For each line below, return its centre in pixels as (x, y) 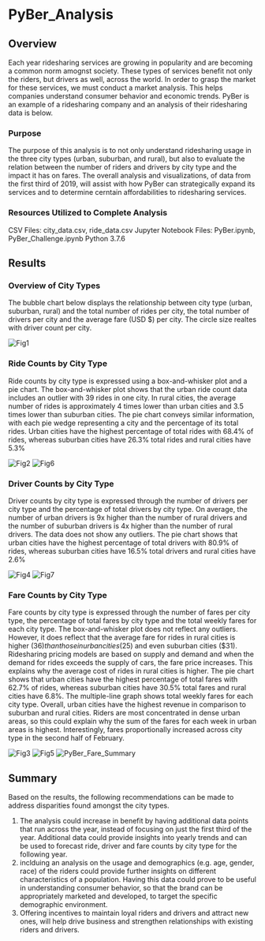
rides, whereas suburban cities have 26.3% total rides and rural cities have (130, 439)
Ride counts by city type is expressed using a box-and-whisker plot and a (128, 381)
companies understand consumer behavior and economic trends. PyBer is (129, 96)
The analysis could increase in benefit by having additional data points (134, 820)
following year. (43, 854)
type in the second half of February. (66, 738)
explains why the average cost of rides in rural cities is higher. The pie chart (131, 671)
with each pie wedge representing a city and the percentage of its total (123, 423)
